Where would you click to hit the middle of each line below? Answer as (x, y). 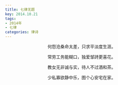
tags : (10, 18)
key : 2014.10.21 (21, 14)
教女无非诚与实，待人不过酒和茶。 (82, 67)
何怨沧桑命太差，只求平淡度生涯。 (82, 46)
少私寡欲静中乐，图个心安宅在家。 (82, 77)
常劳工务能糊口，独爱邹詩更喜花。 (82, 57)
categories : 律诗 (22, 32)
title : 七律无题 (20, 9)
